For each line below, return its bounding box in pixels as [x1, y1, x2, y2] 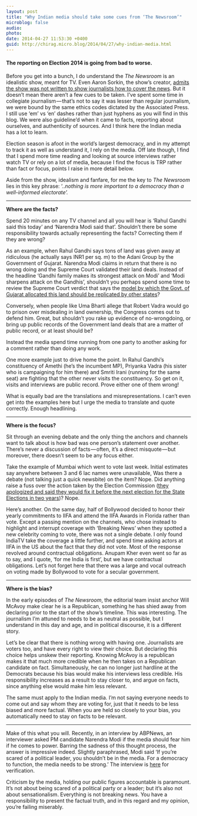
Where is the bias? [6, 585, 53, 592]
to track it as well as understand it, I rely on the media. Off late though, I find [6, 146, 189, 153]
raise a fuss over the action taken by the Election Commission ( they [6, 482, 169, 489]
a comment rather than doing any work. [6, 345, 101, 352]
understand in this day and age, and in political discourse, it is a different [6, 622, 182, 629]
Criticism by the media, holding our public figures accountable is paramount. [6, 778, 191, 785]
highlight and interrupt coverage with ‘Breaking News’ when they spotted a [6, 525, 187, 532]
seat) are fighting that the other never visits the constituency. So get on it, [6, 375, 184, 382]
